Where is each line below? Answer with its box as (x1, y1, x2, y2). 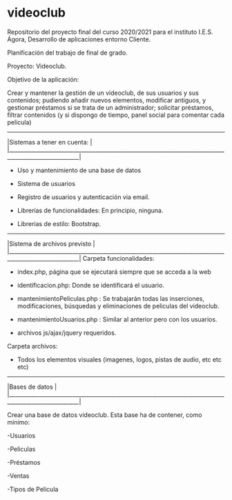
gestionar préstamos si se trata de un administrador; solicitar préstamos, (7, 103, 214, 111)
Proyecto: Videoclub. (7, 62, 67, 70)
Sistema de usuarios (17, 179, 76, 187)
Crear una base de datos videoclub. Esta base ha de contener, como (7, 410, 202, 419)
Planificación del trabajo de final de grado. (7, 48, 128, 57)
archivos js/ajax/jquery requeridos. (17, 328, 117, 337)
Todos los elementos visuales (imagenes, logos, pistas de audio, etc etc (17, 355, 222, 364)
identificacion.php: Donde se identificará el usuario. (17, 281, 164, 289)
